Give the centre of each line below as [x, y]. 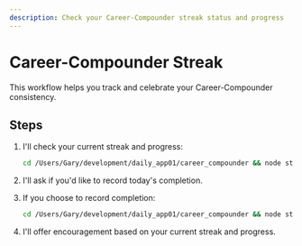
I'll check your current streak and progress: [102, 147]
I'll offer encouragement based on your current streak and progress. [149, 232]
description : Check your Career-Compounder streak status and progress [146, 18]
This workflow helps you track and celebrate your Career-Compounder [141, 87]
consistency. [33, 96]
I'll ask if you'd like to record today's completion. [112, 180]
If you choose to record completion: [89, 198]
